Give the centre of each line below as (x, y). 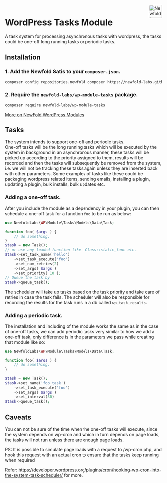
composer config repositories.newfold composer (55, 82)
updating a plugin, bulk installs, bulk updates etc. (55, 184)
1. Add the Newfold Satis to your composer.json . (63, 72)
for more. (73, 475)
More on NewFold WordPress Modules (45, 115)
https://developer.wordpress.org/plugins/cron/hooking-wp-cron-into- (90, 470)
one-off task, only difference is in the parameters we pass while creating (80, 337)
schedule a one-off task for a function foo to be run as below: (68, 213)
